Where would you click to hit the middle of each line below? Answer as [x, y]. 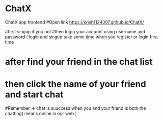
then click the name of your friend [76, 84]
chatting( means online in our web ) [41, 114]
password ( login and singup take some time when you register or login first [81, 37]
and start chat [34, 95]
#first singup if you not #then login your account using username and [75, 31]
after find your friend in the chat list [79, 62]
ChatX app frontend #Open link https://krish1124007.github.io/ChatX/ [75, 22]
